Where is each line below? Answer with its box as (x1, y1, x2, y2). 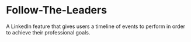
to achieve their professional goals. (6, 29, 91, 36)
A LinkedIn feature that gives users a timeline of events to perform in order (6, 23, 186, 30)
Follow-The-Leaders (6, 3, 107, 17)
